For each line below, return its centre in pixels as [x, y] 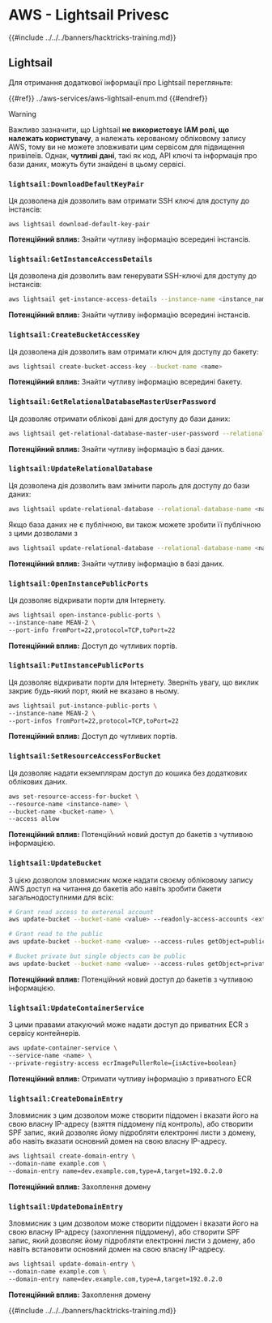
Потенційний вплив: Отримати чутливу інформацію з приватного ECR [130, 1078]
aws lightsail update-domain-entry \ [72, 1264]
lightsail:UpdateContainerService [76, 1008]
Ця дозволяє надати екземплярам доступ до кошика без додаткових [128, 773]
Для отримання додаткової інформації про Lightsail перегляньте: [121, 82]
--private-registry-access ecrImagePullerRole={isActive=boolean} [123, 1063]
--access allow [34, 819]
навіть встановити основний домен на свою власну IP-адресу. [117, 1249]
